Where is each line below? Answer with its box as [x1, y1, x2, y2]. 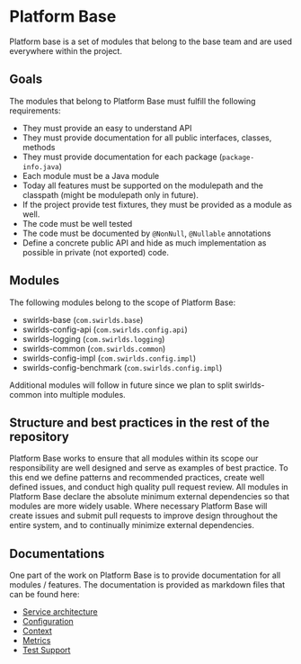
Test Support [22, 645, 71, 656]
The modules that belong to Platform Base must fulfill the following [9, 95, 256, 106]
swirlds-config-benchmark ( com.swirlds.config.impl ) [22, 362, 223, 372]
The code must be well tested [22, 218, 133, 229]
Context [22, 625, 52, 636]
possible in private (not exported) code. [22, 247, 169, 257]
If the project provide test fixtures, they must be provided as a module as [22, 199, 292, 210]
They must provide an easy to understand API [22, 122, 192, 133]
